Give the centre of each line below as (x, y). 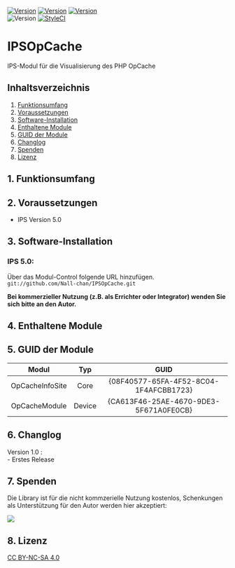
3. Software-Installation (60, 242)
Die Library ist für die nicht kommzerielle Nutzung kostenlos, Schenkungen (115, 498)
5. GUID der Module (51, 350)
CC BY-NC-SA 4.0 (34, 557)
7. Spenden (32, 482)
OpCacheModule (39, 406)
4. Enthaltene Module (55, 326)
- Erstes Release (31, 459)
